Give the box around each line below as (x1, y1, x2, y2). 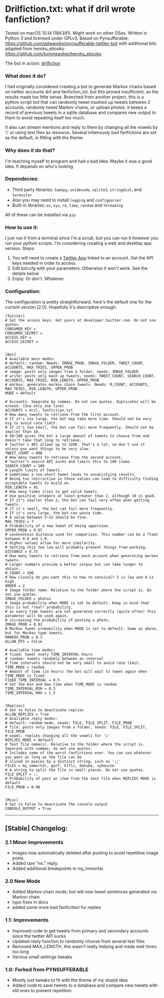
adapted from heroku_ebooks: (5, 46, 66, 51)
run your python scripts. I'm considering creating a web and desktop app (5, 240, 152, 246)
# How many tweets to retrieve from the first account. (5, 412, 121, 417)
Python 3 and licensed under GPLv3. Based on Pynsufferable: (5, 35, 129, 41)
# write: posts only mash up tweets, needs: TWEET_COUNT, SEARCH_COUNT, (5, 373, 156, 379)
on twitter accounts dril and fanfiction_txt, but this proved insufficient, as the (5, 89, 159, 95)
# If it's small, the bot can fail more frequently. (5, 507, 115, 511)
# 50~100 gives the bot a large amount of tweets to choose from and (5, 434, 150, 439)
